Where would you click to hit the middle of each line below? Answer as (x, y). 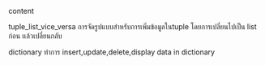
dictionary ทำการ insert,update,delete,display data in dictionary (112, 52)
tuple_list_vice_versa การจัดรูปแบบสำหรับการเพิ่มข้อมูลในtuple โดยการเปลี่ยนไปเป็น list (132, 26)
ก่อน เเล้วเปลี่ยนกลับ (35, 36)
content (21, 11)
